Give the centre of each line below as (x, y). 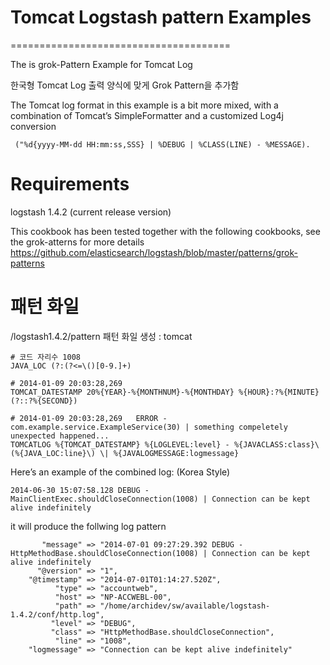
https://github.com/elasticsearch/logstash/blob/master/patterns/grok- (154, 252)
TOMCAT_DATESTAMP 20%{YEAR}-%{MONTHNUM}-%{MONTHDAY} (122, 392)
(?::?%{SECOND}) (44, 401)
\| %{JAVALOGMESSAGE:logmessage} (169, 453)
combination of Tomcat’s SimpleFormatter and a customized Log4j (147, 115)
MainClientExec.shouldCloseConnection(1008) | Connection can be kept (160, 499)
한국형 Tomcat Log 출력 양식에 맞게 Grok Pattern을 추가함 (125, 85)
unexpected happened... (60, 436)
